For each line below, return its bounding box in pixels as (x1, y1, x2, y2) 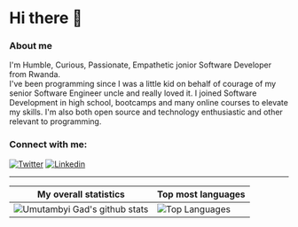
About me (9, 40, 53, 52)
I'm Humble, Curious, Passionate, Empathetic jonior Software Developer (9, 59, 272, 70)
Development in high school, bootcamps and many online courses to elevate (9, 98, 288, 108)
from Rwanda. (9, 69, 60, 80)
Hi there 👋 (9, 8, 82, 28)
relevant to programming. (9, 116, 102, 127)
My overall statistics (36, 188, 126, 200)
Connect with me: (9, 138, 88, 151)
